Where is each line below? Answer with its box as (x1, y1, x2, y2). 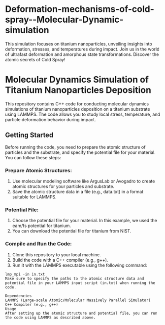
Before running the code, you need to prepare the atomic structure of (5, 144, 146, 150)
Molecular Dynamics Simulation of (5, 74, 149, 85)
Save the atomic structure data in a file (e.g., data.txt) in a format (12, 188, 144, 194)
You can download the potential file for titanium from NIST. (12, 228, 132, 234)
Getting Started (5, 131, 54, 139)
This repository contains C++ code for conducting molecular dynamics (5, 100, 149, 107)
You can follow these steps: (5, 154, 62, 160)
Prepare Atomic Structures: (5, 167, 72, 174)
